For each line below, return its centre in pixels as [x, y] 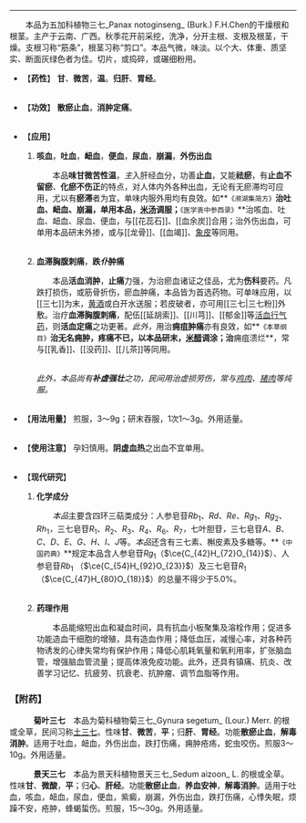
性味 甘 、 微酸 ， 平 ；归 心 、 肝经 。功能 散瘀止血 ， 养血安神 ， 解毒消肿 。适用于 [149, 786]
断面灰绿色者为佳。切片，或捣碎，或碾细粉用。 [113, 59]
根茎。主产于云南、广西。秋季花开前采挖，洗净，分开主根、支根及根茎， [145, 36]
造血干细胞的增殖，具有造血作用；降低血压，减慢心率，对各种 [168, 639]
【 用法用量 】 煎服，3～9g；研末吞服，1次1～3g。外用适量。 [135, 419]
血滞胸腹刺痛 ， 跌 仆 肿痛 [80, 261]
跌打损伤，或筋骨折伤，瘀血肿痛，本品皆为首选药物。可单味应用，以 [164, 292]
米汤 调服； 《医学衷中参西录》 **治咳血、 [209, 209]
